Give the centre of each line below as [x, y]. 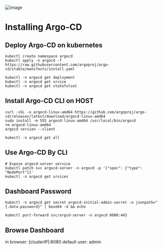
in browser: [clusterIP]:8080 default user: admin [53, 242]
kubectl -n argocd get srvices [37, 177]
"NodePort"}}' [19, 172]
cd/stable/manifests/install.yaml [40, 69]
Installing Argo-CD [44, 27]
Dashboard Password [38, 191]
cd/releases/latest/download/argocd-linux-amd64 [55, 116]
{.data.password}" [24, 207]
